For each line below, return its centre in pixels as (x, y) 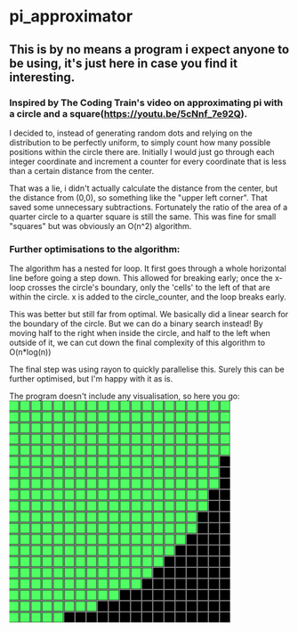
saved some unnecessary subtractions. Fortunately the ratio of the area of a (149, 207)
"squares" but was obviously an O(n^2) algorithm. (101, 226)
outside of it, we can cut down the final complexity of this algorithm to (137, 343)
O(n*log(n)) (30, 352)
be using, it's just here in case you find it (124, 63)
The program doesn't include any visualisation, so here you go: (125, 396)
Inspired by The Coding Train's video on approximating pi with (146, 103)
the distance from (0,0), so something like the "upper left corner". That (139, 197)
